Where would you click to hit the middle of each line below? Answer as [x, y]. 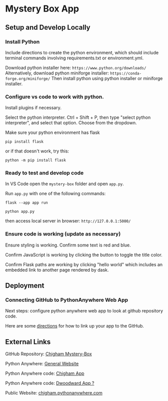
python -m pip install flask [36, 161]
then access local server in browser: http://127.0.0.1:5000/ [68, 221]
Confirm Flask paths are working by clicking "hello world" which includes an [84, 264]
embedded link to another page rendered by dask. [57, 270]
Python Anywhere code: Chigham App [45, 373]
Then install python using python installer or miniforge [107, 78]
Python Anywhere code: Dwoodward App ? [50, 383]
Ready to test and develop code [44, 173]
